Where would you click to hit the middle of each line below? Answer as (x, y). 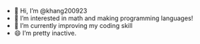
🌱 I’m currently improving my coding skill (73, 25)
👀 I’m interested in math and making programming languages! (104, 18)
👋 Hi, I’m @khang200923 (51, 11)
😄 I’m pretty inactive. (45, 33)
